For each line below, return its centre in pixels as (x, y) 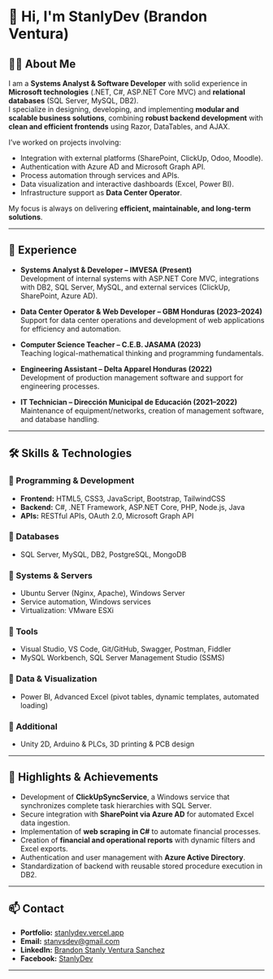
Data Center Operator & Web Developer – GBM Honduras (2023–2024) (141, 311)
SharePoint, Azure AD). (59, 295)
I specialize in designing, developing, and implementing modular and (124, 109)
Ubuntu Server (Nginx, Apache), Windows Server (102, 594)
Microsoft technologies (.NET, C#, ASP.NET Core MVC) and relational (127, 92)
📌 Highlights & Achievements (83, 777)
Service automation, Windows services (86, 602)
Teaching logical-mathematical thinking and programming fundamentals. (142, 353)
